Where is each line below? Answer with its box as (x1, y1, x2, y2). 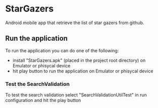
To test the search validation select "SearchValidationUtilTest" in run (5, 92, 147, 98)
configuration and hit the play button (5, 97, 81, 103)
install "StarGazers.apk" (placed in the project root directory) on (12, 57, 146, 63)
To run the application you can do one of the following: (5, 47, 119, 53)
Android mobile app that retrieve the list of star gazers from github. (5, 20, 144, 26)
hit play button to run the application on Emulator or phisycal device (12, 68, 153, 74)
